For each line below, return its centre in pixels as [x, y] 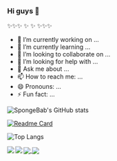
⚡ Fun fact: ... [36, 94]
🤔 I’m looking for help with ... [57, 62]
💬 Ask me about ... [43, 69]
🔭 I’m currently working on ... [58, 40]
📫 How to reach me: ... [50, 77]
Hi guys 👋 [23, 11]
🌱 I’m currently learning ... [54, 47]
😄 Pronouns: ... [39, 87]
